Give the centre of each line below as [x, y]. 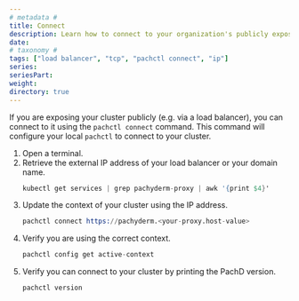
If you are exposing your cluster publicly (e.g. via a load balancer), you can [146, 117]
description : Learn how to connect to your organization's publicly [139, 34]
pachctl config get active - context [88, 255]
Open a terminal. [53, 153]
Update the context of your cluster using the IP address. [125, 205]
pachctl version [52, 288]
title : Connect [37, 26]
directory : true [39, 91]
